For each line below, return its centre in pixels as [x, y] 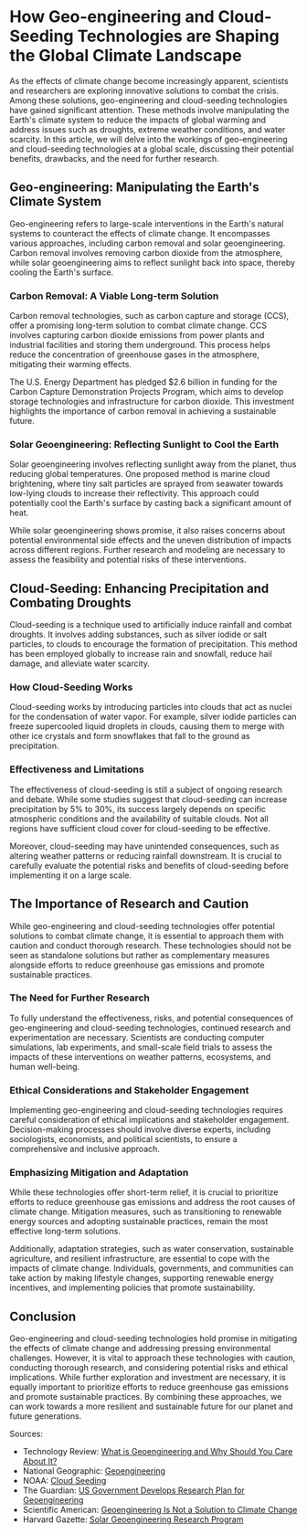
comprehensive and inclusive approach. [85, 1149]
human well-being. [45, 1066]
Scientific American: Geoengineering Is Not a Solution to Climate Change [160, 1510]
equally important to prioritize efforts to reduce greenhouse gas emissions [149, 1387]
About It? [40, 1461]
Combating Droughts [70, 603]
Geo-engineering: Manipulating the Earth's [134, 188]
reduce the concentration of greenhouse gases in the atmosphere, [135, 354]
